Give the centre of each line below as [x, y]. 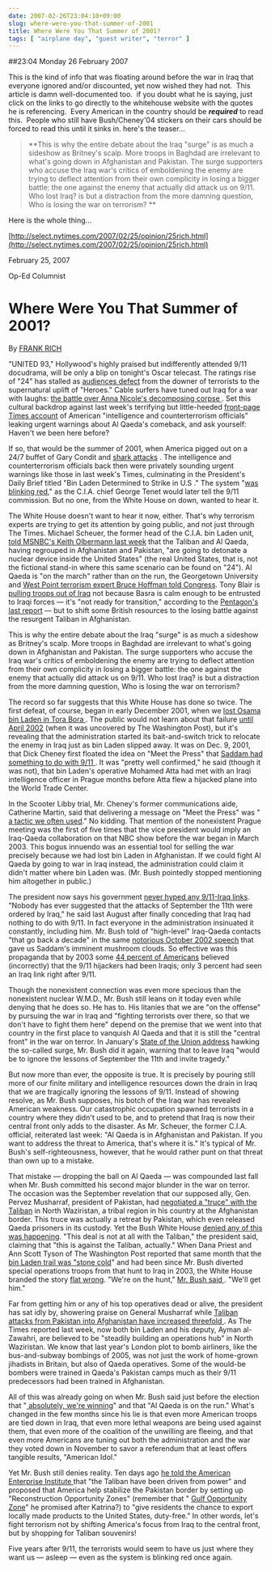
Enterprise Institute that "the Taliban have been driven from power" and [127, 1482]
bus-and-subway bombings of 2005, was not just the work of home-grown [133, 1355]
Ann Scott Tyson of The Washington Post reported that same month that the [135, 1254]
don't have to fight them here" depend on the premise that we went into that [135, 1024]
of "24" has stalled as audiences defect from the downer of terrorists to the [134, 381]
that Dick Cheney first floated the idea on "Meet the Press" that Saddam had [135, 754]
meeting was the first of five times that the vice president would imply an [130, 830]
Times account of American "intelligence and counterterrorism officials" [128, 416]
